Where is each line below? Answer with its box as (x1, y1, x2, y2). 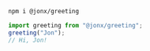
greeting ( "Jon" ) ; (8, 28, 66, 37)
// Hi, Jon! (8, 36, 47, 44)
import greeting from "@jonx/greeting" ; (8, 21, 144, 29)
